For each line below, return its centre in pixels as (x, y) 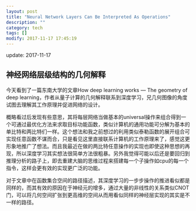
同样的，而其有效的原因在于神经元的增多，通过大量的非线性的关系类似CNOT (98, 188)
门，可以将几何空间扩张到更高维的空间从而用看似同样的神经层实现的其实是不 (98, 195)
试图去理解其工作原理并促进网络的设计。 (55, 104)
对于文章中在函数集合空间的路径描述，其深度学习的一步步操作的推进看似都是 (98, 180)
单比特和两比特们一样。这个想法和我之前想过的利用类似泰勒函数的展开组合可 (98, 131)
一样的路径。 (21, 202)
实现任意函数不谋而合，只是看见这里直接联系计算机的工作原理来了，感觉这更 (98, 139)
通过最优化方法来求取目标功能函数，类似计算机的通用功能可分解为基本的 (103, 124)
